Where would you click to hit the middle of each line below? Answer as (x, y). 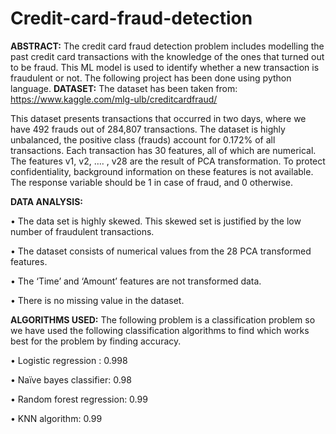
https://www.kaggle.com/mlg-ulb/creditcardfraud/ (114, 99)
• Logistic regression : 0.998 (69, 360)
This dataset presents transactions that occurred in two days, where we (158, 118)
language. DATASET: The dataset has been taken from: (124, 88)
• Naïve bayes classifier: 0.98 (71, 379)
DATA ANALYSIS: (47, 201)
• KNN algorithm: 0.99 (56, 418)
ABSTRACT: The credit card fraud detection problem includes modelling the (167, 46)
